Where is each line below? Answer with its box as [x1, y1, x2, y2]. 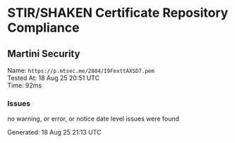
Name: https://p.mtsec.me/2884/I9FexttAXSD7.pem [7, 67, 155, 74]
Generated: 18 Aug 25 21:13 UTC [7, 128, 102, 137]
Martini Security [7, 48, 80, 60]
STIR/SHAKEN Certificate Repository [7, 5, 229, 21]
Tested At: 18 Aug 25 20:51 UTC [7, 74, 100, 82]
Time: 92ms [7, 81, 42, 89]
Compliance [7, 20, 80, 36]
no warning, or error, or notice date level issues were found [7, 114, 180, 123]
